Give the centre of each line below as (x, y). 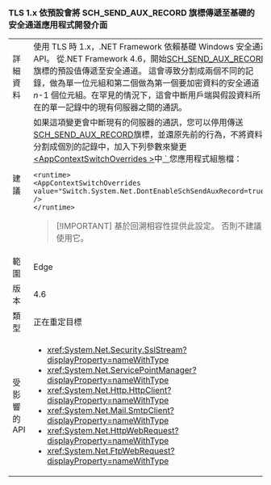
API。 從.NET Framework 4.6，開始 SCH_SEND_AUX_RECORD (150, 59)
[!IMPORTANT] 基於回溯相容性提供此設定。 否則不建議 (159, 226)
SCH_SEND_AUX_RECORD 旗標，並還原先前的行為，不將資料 (148, 135)
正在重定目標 (58, 323)
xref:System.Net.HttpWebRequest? (113, 431)
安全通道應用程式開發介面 (58, 24)
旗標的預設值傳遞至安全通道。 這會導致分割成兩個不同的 (140, 71)
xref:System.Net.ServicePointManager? (122, 370)
